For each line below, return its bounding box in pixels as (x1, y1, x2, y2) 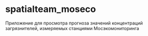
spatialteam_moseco (5, 3, 96, 15)
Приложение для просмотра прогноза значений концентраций (5, 20, 143, 26)
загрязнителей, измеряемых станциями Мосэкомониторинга (5, 25, 139, 31)
